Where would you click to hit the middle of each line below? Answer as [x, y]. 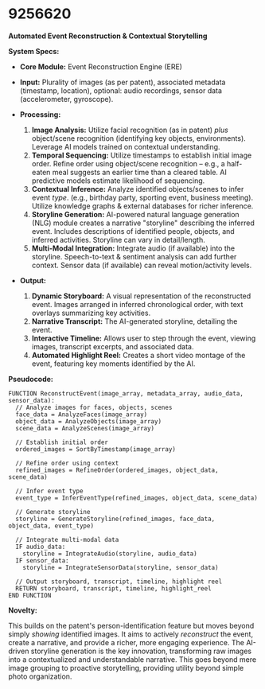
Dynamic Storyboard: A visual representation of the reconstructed [141, 296]
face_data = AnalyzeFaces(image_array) [82, 415]
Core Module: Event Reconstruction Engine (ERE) [101, 66]
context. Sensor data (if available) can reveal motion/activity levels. [142, 265]
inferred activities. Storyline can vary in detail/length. [118, 239]
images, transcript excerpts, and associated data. [113, 346]
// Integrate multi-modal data [67, 539]
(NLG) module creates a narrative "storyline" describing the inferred [143, 223]
